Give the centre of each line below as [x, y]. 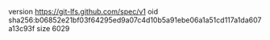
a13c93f [22, 28]
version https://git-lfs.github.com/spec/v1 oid [83, 12]
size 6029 [53, 28]
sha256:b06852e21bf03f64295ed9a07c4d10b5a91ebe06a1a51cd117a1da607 [135, 20]
